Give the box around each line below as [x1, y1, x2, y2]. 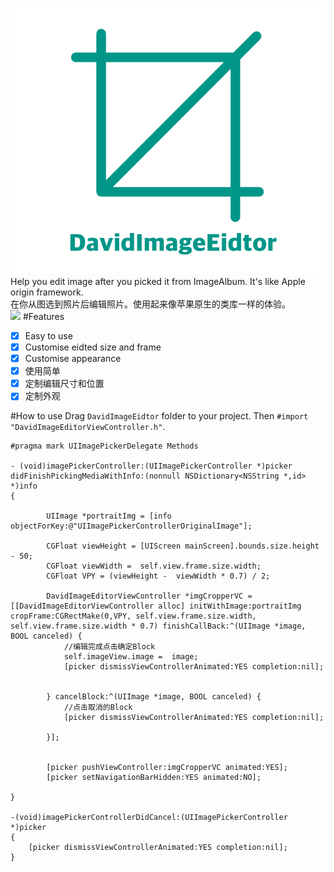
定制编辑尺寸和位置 [24, 378, 105, 390]
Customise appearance [24, 353, 122, 365]
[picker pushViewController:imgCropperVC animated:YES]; [46, 763, 288, 773]
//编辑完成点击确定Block [63, 642, 156, 652]
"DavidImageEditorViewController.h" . [10, 421, 166, 433]
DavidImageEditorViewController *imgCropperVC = [46, 591, 253, 602]
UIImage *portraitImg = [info [46, 511, 172, 522]
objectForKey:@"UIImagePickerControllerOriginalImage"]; [10, 521, 253, 532]
